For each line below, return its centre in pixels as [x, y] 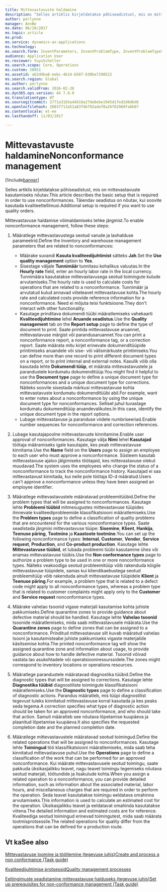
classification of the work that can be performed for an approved [79, 758]
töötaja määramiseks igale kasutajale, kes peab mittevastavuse [77, 445]
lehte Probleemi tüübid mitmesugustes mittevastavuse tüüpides [78, 507]
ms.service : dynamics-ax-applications [45, 42]
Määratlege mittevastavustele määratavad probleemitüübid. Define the [84, 496]
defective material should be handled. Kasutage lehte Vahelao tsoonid [85, 617]
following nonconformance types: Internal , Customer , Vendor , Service [85, 539]
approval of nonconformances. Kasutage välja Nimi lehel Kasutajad [82, 439]
